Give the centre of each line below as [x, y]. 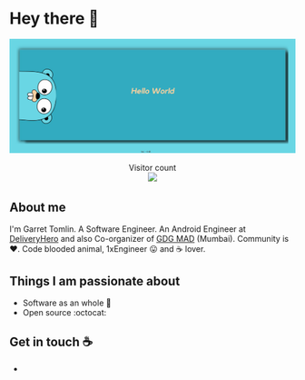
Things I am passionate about [95, 281]
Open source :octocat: [64, 313]
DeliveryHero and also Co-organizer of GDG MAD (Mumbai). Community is [149, 239]
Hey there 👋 [54, 19]
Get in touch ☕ [51, 342]
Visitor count [152, 168]
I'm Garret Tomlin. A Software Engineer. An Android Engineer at [128, 229]
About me [38, 207]
